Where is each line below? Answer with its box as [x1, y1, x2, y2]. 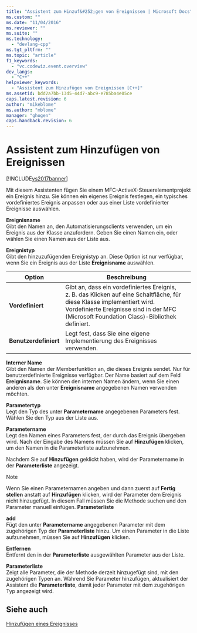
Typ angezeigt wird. [6, 588, 54, 595]
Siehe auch [6, 605, 48, 615]
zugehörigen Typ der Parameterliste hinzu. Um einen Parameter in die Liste [6, 527, 189, 535]
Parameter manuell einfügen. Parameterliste [6, 504, 114, 511]
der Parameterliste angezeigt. [6, 462, 79, 469]
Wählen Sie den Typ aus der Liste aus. [6, 414, 98, 421]
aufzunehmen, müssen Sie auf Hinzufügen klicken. [6, 534, 131, 541]
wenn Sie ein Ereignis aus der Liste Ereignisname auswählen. [6, 259, 155, 266]
